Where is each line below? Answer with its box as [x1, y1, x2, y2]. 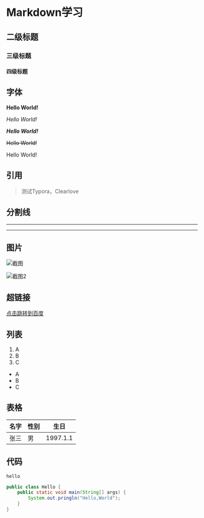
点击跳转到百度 [6, 310, 44, 317]
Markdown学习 [6, 5, 83, 20]
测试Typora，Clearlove [21, 187, 79, 195]
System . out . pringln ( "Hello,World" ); [28, 495, 121, 502]
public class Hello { [6, 484, 61, 490]
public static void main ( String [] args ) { [17, 489, 126, 495]
